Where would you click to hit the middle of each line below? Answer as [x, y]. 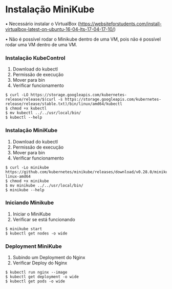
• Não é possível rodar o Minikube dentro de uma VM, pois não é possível [83, 39]
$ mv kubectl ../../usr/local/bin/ [43, 113]
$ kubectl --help [24, 118]
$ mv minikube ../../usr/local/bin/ [44, 185]
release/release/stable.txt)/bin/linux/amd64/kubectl [64, 104]
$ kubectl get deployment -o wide [42, 277]
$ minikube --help [25, 190]
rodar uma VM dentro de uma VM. [41, 44]
